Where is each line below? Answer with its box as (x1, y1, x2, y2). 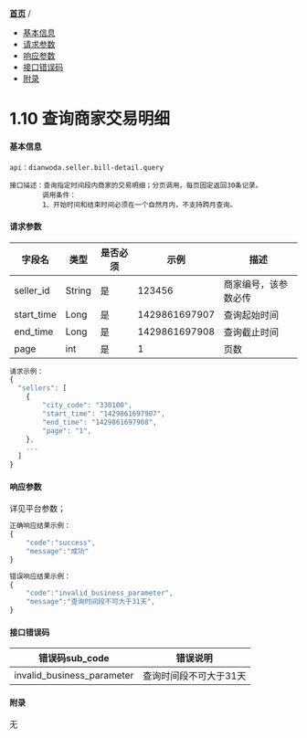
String (65, 284, 91, 297)
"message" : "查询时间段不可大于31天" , (26, 597, 155, 606)
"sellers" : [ (17, 384, 68, 393)
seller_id (14, 284, 50, 297)
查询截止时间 (223, 325, 280, 338)
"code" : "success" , (26, 538, 96, 548)
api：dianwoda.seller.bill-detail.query (9, 163, 164, 173)
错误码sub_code (37, 652, 110, 665)
